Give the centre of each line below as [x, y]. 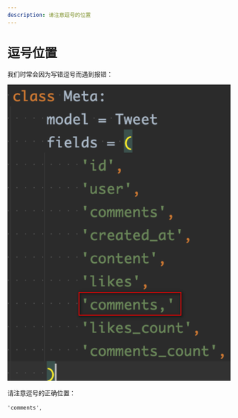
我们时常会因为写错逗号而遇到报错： [60, 74]
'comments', [25, 408]
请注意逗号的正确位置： [41, 393]
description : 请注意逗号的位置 [49, 15]
